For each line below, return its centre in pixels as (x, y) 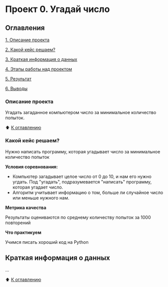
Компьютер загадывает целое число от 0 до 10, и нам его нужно (82, 176)
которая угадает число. (38, 187)
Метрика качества (26, 208)
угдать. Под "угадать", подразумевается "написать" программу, (82, 181)
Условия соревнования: (32, 166)
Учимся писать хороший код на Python (47, 242)
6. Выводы (16, 88)
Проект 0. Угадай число (58, 9)
